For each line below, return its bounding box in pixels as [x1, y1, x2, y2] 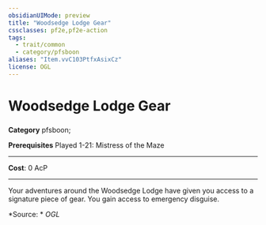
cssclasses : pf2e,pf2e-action [8, 26, 108, 34]
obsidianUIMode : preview [8, 11, 90, 20]
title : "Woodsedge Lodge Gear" [8, 19, 112, 27]
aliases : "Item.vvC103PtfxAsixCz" [8, 56, 123, 64]
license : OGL [8, 63, 51, 71]
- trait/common [15, 41, 66, 49]
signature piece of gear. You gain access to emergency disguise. [8, 194, 220, 204]
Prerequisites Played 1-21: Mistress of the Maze [8, 140, 165, 150]
